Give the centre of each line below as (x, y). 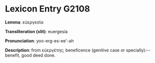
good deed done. (39, 55)
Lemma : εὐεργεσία (24, 22)
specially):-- (138, 50)
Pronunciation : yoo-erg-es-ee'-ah (39, 41)
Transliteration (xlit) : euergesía (36, 31)
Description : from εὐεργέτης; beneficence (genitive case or (65, 50)
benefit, (13, 55)
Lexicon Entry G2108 (48, 9)
